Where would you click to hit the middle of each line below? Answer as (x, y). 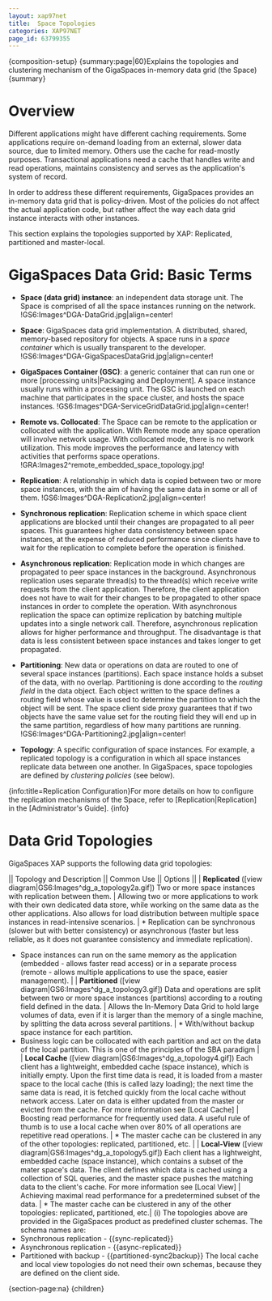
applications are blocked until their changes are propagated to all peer (137, 522)
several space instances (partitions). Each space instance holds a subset (142, 674)
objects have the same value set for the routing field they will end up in (138, 717)
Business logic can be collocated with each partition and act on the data (140, 1041)
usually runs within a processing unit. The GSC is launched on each (132, 389)
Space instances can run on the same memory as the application (128, 955)
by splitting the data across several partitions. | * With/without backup (137, 1023)
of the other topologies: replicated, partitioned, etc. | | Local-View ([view (141, 1144)
